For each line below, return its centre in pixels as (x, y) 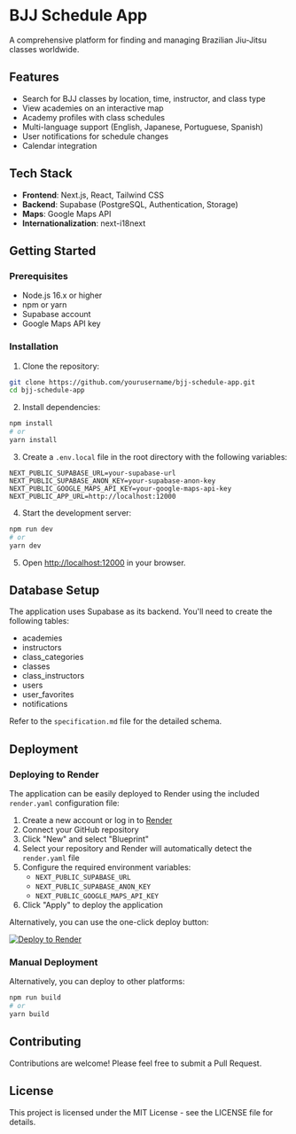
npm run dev (31, 529)
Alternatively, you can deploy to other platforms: (97, 982)
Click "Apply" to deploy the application (93, 905)
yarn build (29, 1014)
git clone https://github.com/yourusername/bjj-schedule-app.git (132, 382)
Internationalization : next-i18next (84, 223)
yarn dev (25, 546)
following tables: (39, 621)
